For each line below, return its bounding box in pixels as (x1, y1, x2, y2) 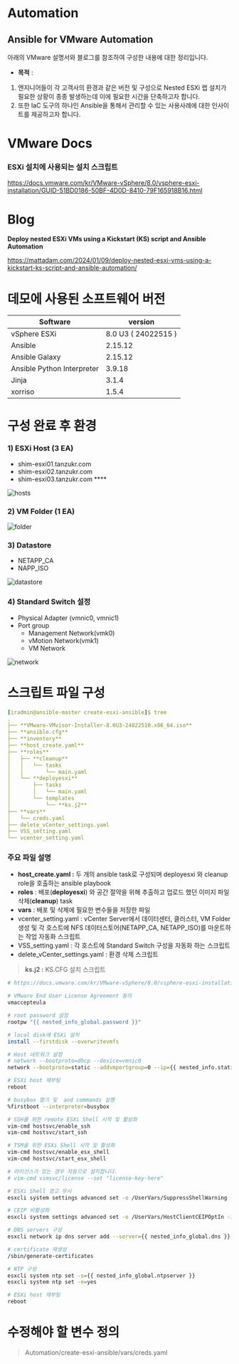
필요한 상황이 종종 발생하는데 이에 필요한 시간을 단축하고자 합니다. (17, 93, 201, 100)
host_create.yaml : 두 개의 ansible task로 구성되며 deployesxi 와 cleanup (17, 870, 228, 878)
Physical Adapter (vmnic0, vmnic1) (17, 614, 119, 622)
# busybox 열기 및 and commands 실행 (7, 1096, 115, 1103)
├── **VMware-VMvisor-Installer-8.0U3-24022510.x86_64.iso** (7, 722, 193, 729)
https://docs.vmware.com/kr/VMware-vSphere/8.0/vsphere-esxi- (7, 179, 201, 187)
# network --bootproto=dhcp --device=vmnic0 (7, 1057, 142, 1065)
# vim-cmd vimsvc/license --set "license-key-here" (7, 1175, 164, 1182)
